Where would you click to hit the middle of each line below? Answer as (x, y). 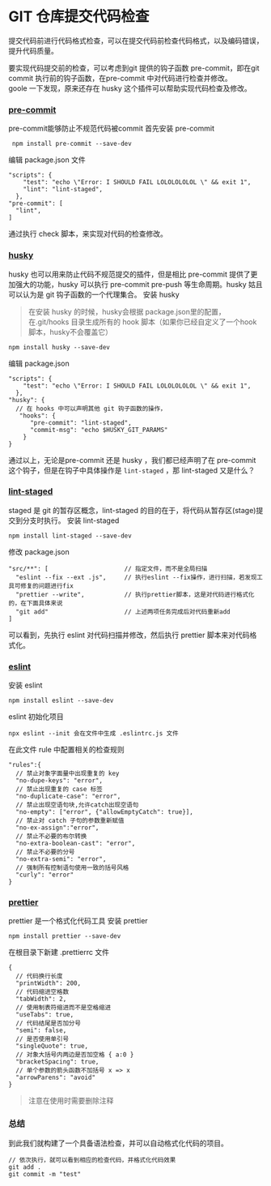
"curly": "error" (45, 875)
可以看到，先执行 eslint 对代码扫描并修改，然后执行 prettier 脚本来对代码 (129, 635)
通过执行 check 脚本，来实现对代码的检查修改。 (88, 234)
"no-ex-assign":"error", (57, 828)
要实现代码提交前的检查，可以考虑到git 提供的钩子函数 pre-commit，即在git (134, 68)
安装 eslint (25, 685)
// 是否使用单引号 (42, 1039)
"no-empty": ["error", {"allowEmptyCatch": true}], (105, 812)
